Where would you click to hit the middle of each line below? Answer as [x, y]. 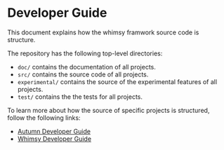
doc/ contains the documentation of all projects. [87, 67]
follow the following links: [44, 118]
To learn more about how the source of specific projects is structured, [108, 110]
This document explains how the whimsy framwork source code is [103, 32]
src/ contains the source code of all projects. [83, 74]
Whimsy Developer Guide [54, 139]
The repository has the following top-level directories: [85, 53]
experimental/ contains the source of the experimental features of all [117, 81]
